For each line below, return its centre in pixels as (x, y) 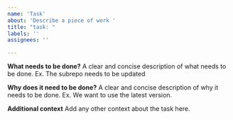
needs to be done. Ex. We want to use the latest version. (90, 95)
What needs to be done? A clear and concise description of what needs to (117, 66)
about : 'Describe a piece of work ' (61, 20)
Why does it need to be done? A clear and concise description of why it (113, 88)
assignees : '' (28, 40)
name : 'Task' (27, 14)
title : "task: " (31, 27)
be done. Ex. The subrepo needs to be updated (76, 74)
